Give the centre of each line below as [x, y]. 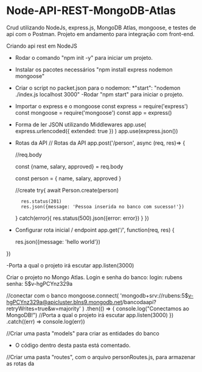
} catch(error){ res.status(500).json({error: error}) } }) [82, 218]
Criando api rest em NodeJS [42, 46]
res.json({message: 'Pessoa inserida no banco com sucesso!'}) [103, 206]
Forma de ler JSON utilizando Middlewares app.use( [81, 124]
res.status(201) [41, 201]
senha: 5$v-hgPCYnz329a [40, 283]
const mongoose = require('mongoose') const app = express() [93, 112]
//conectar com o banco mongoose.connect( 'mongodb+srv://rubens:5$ [97, 295]
